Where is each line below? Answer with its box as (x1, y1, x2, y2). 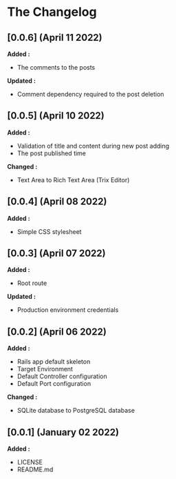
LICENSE (16, 458, 43, 467)
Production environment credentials (16, 306, 119, 314)
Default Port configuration (16, 380, 91, 388)
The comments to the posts (16, 63, 96, 71)
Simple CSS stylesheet (16, 227, 82, 235)
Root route (16, 279, 47, 287)
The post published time (16, 149, 87, 157)
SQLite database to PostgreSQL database (16, 407, 135, 415)
